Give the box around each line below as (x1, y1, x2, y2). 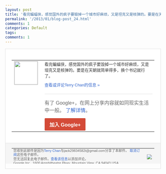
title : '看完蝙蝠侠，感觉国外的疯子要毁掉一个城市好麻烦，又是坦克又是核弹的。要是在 (5, 12, 159, 17)
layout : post (5, 7, 32, 12)
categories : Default (5, 26, 48, 31)
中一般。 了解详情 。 (44, 107, 90, 113)
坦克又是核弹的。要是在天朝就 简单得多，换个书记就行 (44, 67, 145, 73)
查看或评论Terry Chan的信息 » (44, 82, 100, 87)
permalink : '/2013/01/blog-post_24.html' (5, 16, 92, 21)
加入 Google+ (49, 122, 81, 128)
